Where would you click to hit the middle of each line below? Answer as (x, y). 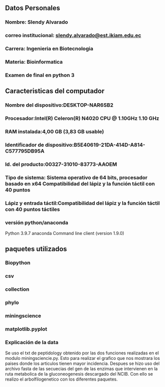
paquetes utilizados (36, 249)
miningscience (23, 316)
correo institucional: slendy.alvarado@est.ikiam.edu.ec (73, 36)
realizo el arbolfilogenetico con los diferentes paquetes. (61, 379)
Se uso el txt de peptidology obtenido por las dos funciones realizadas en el (82, 353)
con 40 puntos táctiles (33, 209)
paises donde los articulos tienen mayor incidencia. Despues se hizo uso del (82, 364)
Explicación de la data (32, 342)
